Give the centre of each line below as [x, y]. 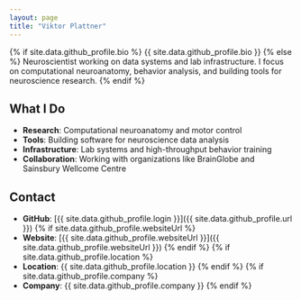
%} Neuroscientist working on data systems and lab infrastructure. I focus [146, 61]
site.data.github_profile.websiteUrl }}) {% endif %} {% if [126, 248]
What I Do [37, 109]
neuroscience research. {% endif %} [78, 80]
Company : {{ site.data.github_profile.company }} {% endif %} [137, 286]
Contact [32, 197]
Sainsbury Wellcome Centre [74, 168]
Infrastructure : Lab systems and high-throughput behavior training [147, 150]
